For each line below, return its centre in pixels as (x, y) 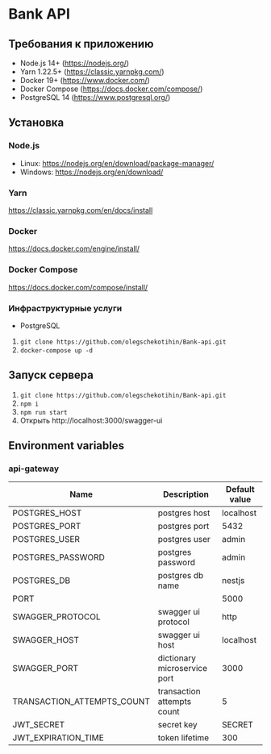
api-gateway (34, 469)
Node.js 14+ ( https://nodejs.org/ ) (75, 63)
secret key (177, 725)
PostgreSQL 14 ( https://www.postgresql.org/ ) (95, 97)
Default (240, 489)
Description (186, 494)
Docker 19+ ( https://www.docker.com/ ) (85, 80)
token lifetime (183, 738)
